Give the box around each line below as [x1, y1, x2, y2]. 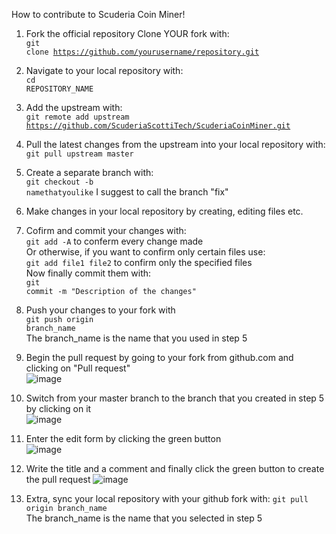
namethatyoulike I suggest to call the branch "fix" [25, 186, 229, 198]
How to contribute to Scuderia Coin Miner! [11, 9, 186, 20]
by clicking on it [25, 403, 92, 414]
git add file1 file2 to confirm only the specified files [25, 257, 253, 268]
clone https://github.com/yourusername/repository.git [25, 47, 260, 57]
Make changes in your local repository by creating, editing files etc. [25, 205, 304, 217]
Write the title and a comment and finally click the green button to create [25, 463, 325, 474]
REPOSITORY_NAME [25, 84, 94, 94]
